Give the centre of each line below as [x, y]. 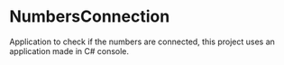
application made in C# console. [69, 51]
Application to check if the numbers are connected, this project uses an [142, 42]
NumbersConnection [90, 17]
